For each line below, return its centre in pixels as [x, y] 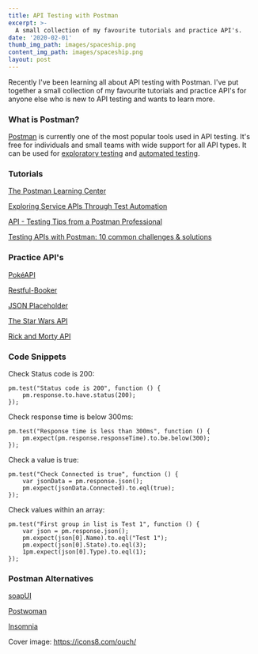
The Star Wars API [38, 320]
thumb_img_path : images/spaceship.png [72, 45]
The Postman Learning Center [57, 191]
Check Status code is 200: [51, 374]
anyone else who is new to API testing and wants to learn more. [112, 99]
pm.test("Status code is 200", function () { [84, 388]
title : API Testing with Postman [63, 15]
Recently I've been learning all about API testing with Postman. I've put [123, 82]
